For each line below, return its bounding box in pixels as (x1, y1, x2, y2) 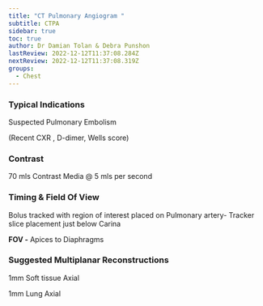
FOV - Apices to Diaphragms (8, 234, 104, 244)
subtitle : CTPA (8, 19, 60, 28)
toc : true (8, 34, 42, 43)
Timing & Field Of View (8, 192, 100, 203)
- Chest (15, 72, 42, 80)
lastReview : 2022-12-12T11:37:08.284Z (8, 49, 139, 57)
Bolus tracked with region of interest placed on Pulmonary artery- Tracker (8, 210, 255, 219)
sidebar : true (8, 27, 57, 35)
